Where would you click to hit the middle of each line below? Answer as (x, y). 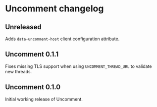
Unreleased (24, 27)
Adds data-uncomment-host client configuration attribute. (62, 39)
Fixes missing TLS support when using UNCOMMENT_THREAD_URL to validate (78, 66)
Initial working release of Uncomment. (44, 99)
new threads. (19, 71)
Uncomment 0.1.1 (32, 54)
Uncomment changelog (54, 9)
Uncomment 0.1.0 (33, 87)
